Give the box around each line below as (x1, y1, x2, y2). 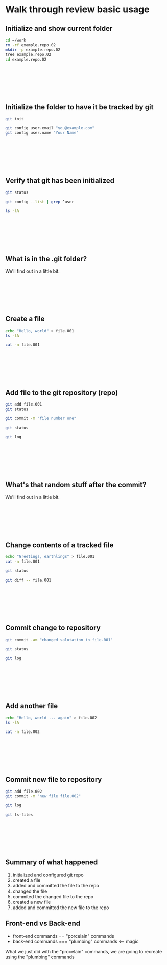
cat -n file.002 (5, 729, 40, 735)
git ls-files (5, 812, 33, 817)
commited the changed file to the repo (12, 893, 93, 899)
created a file (12, 877, 41, 883)
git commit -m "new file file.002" (5, 794, 81, 799)
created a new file (12, 899, 51, 905)
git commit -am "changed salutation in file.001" (5, 637, 113, 642)
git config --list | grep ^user (5, 199, 74, 204)
